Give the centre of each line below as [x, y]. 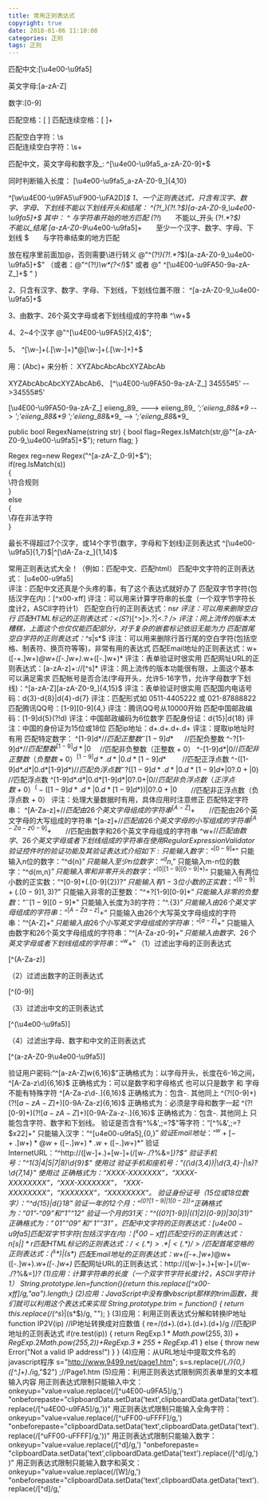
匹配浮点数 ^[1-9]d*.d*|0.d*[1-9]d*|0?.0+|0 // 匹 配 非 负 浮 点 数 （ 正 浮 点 [124, 779]
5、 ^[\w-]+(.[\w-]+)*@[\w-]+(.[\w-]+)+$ [76, 350]
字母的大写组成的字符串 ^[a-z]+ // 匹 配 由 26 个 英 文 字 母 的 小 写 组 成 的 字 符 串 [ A [136, 820]
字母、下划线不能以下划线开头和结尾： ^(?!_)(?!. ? [101, 208]
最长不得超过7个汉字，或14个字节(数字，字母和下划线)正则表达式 [114, 543]
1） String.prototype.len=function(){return [77, 1284]
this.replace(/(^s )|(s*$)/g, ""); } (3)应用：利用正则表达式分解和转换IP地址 [128, 1313]
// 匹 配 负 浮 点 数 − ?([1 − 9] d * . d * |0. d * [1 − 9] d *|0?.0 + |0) [166, 769]
